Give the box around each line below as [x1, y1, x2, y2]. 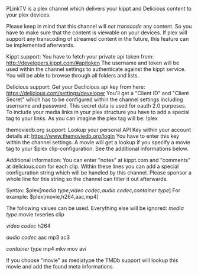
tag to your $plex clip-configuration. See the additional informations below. [6, 145, 189, 152]
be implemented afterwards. [6, 41, 75, 48]
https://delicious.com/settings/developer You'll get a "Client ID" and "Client [6, 90, 189, 96]
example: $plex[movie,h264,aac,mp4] [6, 193, 99, 200]
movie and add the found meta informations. [6, 263, 114, 270]
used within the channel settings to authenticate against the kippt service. [6, 66, 186, 73]
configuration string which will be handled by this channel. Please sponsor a [6, 169, 192, 176]
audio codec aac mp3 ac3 [6, 234, 70, 241]
